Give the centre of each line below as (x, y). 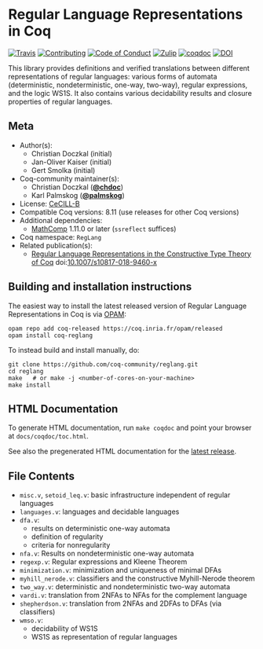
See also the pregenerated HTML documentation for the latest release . (122, 451)
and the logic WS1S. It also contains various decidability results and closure (130, 93)
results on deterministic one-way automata (100, 529)
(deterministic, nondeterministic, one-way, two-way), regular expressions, (128, 85)
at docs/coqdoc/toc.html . (48, 436)
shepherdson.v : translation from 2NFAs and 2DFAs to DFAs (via (121, 603)
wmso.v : (31, 620)
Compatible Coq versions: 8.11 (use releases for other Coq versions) (129, 212)
